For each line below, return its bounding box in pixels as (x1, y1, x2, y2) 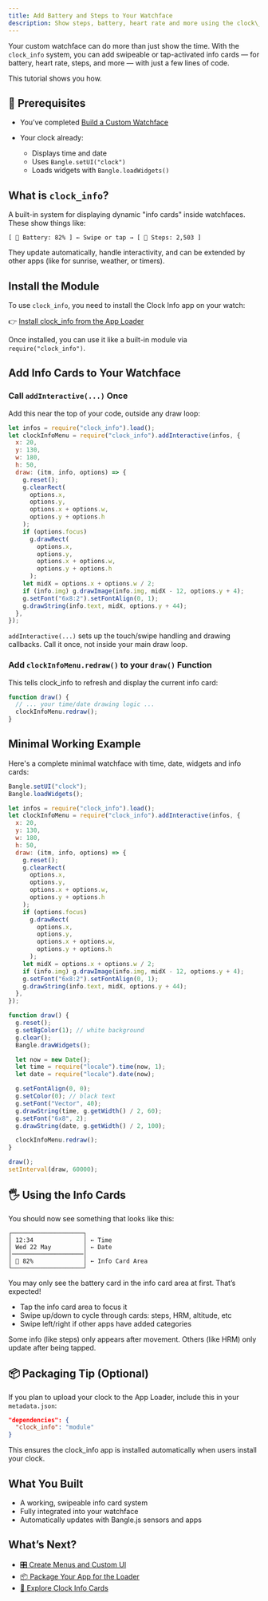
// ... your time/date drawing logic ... (15, 700, 156, 708)
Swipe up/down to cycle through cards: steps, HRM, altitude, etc (19, 1310, 233, 1320)
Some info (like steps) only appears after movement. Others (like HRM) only (8, 1334, 257, 1344)
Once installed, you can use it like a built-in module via (8, 334, 187, 344)
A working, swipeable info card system (19, 1498, 148, 1508)
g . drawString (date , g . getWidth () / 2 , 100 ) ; (15, 1122, 166, 1130)
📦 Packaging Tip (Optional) (8, 1367, 149, 1381)
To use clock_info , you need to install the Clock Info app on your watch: (8, 300, 246, 310)
